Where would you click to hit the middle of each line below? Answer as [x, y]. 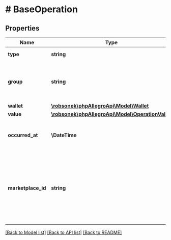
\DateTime [64, 135]
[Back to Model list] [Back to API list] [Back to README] [64, 232]
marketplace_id [27, 188]
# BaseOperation [41, 9]
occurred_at [23, 135]
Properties [22, 28]
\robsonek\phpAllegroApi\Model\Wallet [100, 106]
